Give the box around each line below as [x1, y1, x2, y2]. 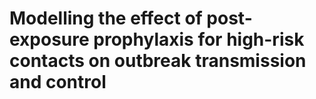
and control [9, 71, 107, 94]
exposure [9, 28, 90, 51]
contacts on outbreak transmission [9, 50, 307, 72]
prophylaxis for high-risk [93, 28, 305, 51]
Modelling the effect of [9, 7, 203, 30]
